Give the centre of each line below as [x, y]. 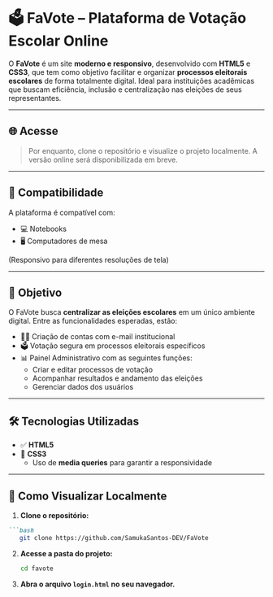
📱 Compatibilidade [56, 193]
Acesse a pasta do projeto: [66, 553]
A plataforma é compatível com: [62, 212]
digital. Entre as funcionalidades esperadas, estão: [93, 321]
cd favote [37, 569]
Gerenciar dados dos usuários [83, 387]
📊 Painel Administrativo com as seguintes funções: [106, 358]
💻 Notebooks [43, 229]
